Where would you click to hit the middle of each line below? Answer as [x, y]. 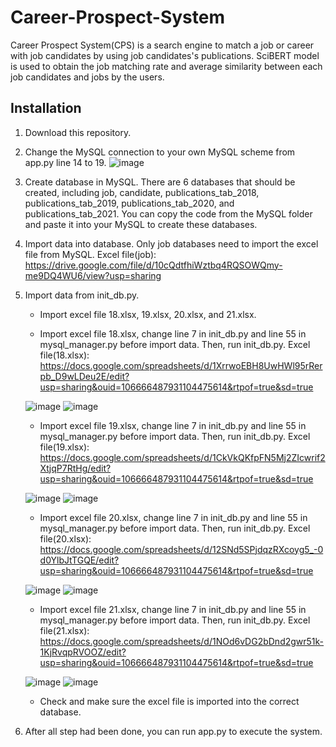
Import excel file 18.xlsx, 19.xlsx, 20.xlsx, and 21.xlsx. [148, 314]
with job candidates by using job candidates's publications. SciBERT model [165, 55]
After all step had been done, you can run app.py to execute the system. [173, 731]
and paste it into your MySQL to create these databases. [141, 224]
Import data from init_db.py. [82, 295]
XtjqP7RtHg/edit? [75, 468]
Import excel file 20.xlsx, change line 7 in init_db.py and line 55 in [173, 517]
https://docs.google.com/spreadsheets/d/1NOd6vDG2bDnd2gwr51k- [182, 641]
